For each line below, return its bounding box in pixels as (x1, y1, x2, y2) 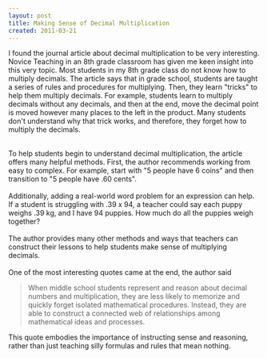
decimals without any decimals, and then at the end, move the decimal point (8, 99, 259, 109)
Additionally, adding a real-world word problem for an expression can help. (8, 191, 255, 201)
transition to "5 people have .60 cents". (8, 174, 137, 184)
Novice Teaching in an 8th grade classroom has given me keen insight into (8, 57, 254, 66)
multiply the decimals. (8, 125, 81, 134)
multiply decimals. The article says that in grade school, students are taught (8, 74, 258, 84)
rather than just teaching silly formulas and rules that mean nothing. (8, 341, 231, 351)
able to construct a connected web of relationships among (27, 308, 221, 318)
